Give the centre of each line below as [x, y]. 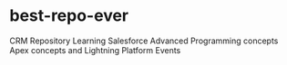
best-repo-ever [69, 16]
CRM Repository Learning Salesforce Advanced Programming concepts [144, 41]
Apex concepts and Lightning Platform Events [95, 50]
